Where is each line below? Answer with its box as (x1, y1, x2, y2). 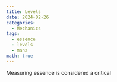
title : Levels (6, 8, 42, 15)
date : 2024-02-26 (6, 14, 49, 20)
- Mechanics (11, 25, 42, 31)
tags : (6, 31, 20, 37)
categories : (6, 20, 36, 26)
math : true (6, 53, 33, 59)
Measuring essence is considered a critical (6, 69, 112, 76)
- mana (11, 48, 28, 53)
